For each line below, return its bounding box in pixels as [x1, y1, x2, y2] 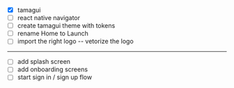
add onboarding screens [17, 65, 88, 73]
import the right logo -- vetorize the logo [17, 37, 134, 46]
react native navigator [17, 14, 81, 22]
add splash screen [17, 58, 71, 66]
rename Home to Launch [17, 29, 89, 37]
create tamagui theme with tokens [17, 21, 116, 30]
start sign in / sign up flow [17, 73, 93, 82]
